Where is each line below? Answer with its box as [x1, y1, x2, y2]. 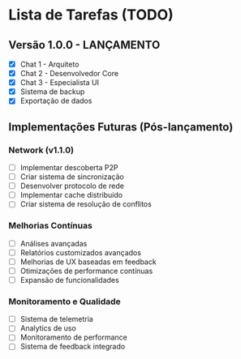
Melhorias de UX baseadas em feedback [19, 257, 157, 267]
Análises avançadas [19, 238, 88, 248]
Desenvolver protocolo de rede [19, 181, 124, 191]
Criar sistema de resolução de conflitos [19, 199, 152, 209]
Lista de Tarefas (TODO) [8, 6, 174, 24]
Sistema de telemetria [19, 314, 93, 324]
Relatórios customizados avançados [19, 247, 142, 257]
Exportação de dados [19, 96, 93, 106]
